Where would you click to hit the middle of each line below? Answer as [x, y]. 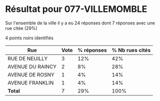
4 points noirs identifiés [29, 38]
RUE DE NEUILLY [28, 58]
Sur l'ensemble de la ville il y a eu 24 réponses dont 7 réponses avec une [80, 23]
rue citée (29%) [21, 28]
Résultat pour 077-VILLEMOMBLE [76, 9]
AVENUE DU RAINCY [32, 67]
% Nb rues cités [131, 50]
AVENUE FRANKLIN [31, 83]
